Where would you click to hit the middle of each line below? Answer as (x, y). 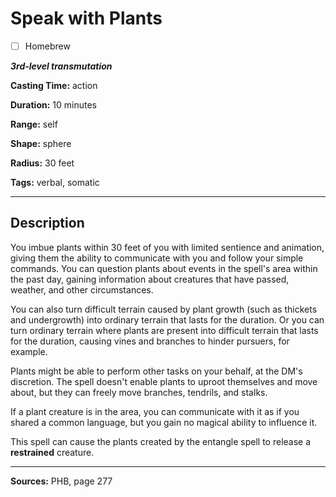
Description (47, 223)
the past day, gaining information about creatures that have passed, (150, 279)
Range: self (34, 124)
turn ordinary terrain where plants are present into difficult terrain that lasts (164, 330)
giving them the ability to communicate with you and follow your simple (157, 258)
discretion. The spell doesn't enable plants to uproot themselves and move (164, 381)
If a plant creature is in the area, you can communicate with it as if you (155, 411)
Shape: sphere (41, 143)
